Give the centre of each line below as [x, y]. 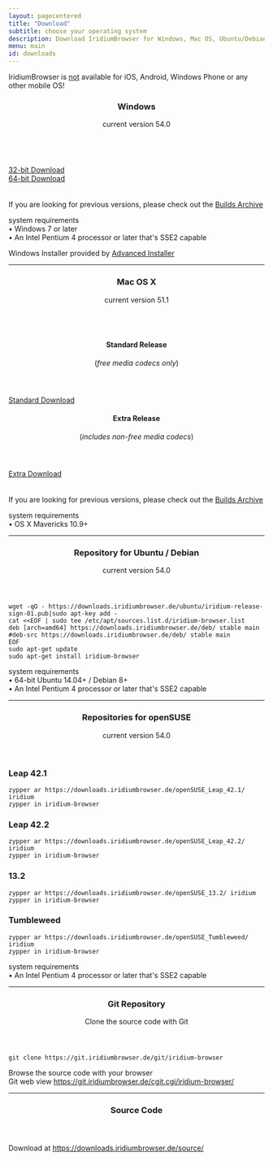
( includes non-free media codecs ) [136, 437]
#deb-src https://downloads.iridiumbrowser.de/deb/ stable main [119, 635]
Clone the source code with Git [136, 1022]
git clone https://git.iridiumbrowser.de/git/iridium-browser [116, 1058]
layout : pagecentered [45, 16]
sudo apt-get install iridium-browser [74, 657]
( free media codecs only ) [136, 363]
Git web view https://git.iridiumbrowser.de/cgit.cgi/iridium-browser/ [121, 1081]
